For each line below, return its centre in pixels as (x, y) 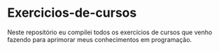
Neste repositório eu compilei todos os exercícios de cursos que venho (110, 32)
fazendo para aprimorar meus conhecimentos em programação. (100, 39)
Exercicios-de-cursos (72, 13)
